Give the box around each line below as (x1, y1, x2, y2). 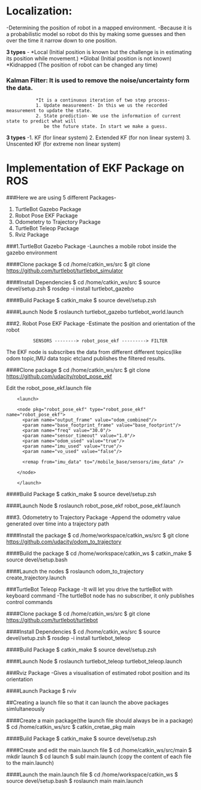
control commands (6, 599, 53, 606)
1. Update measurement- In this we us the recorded (35, 103, 168, 109)
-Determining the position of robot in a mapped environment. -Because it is (6, 24, 192, 31)
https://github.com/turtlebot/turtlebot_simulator (6, 267, 124, 274)
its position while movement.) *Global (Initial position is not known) (6, 55, 172, 62)
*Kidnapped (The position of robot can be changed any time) (6, 61, 158, 68)
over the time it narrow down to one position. (6, 37, 117, 44)
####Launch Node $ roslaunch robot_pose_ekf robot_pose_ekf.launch (6, 502, 181, 509)
